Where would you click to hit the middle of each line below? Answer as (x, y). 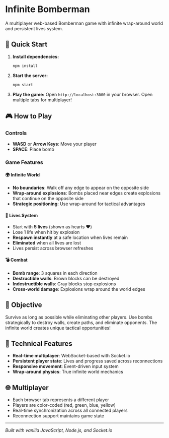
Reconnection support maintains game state (58, 416)
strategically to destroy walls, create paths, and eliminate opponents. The (81, 322)
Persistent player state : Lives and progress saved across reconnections (88, 361)
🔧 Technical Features (39, 343)
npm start (23, 85)
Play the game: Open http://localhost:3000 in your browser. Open (82, 94)
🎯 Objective (24, 305)
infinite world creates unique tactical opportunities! (58, 328)
